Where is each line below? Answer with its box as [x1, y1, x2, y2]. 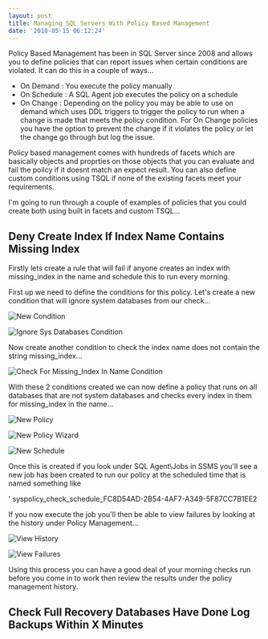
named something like [8, 478, 82, 488]
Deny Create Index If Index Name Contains [8, 230, 225, 243]
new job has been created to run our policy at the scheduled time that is [8, 470, 246, 480]
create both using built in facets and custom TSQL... [8, 206, 181, 216]
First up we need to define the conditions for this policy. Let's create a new [8, 287, 256, 297]
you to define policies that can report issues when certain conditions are [8, 57, 248, 67]
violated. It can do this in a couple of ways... [8, 66, 154, 75]
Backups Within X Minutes [8, 617, 144, 631]
